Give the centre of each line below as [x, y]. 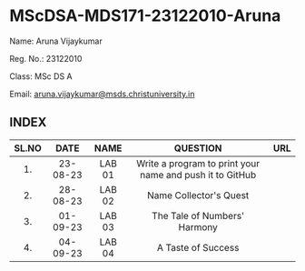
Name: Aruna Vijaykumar [56, 41]
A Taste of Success [198, 247]
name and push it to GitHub [198, 175]
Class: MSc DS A [41, 76]
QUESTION [198, 148]
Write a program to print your [198, 163]
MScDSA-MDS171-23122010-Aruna [145, 16]
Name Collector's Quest [198, 195]
